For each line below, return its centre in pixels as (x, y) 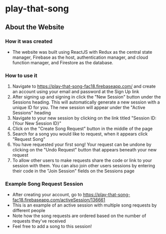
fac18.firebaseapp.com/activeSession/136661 (59, 200)
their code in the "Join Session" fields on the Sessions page (73, 171)
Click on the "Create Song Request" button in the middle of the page (83, 129)
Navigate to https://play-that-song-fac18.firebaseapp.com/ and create (84, 86)
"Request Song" (29, 139)
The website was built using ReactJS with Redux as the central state (82, 52)
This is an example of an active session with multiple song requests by (84, 205)
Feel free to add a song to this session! (52, 227)
